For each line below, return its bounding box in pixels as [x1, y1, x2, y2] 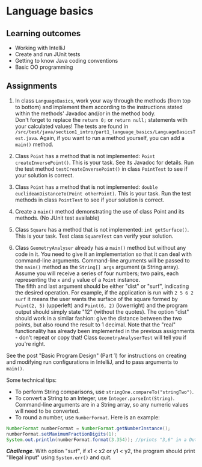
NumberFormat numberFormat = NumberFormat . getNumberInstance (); [6, 425, 171, 431]
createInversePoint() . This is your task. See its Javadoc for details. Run [14, 159, 194, 166]
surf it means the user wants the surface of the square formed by [14, 295, 179, 302]
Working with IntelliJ [14, 44, 66, 51]
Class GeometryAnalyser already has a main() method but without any [14, 244, 186, 251]
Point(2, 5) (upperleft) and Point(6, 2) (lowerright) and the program [14, 302, 188, 309]
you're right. [14, 340, 46, 348]
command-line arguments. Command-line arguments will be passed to [14, 256, 191, 264]
